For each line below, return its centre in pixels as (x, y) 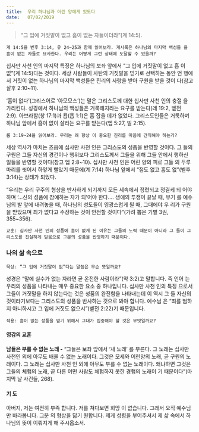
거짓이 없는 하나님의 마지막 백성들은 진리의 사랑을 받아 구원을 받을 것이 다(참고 (103, 80)
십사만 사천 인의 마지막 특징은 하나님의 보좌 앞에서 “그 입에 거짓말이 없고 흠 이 (96, 66)
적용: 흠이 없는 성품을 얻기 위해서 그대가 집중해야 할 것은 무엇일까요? (81, 321)
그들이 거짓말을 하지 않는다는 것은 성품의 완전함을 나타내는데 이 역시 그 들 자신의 (99, 293)
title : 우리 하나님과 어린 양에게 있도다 (51, 12)
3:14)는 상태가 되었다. (31, 177)
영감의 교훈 (19, 335)
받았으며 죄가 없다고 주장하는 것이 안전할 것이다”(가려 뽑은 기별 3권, (90, 212)
